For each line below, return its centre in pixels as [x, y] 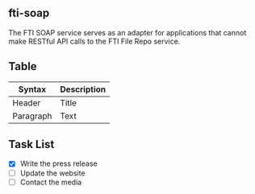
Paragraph [32, 116]
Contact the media [51, 182]
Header [27, 102]
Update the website [53, 173]
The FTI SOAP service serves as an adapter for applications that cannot [127, 32]
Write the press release [59, 163]
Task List [31, 144]
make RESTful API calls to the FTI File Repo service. [94, 41]
